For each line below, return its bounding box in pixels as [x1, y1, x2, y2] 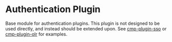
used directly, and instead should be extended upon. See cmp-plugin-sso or [5, 25, 167, 31]
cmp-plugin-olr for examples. [5, 31, 68, 37]
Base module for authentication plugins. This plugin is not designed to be [5, 20, 160, 26]
